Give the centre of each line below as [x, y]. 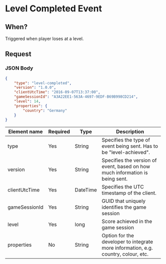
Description [130, 132]
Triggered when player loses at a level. [44, 38]
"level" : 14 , [27, 102]
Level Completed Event [54, 9]
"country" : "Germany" [45, 111]
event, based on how [126, 167]
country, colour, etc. [125, 254]
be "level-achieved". [126, 152]
